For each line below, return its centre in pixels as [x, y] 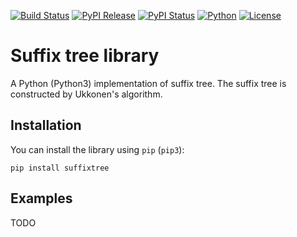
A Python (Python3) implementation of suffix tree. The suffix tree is [148, 83]
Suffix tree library [85, 56]
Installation [46, 125]
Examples [41, 198]
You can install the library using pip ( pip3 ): [97, 149]
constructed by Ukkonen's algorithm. [86, 94]
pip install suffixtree [60, 168]
